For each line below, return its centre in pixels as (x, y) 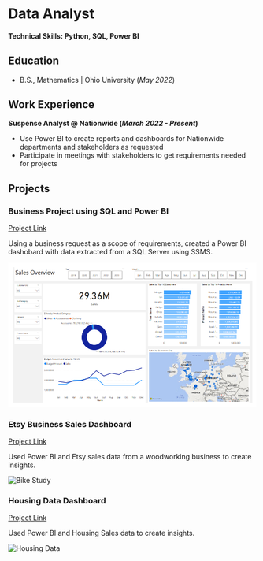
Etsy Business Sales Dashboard (70, 424)
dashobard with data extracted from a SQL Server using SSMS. (110, 252)
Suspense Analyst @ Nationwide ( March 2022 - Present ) (103, 124)
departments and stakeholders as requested (91, 147)
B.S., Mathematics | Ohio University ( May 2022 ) (97, 80)
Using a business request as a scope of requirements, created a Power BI (127, 243)
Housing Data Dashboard (57, 501)
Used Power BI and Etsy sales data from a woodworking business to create (130, 457)
